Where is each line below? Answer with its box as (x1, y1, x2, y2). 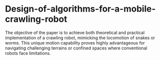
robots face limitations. (5, 50, 51, 56)
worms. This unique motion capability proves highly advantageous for (5, 40, 145, 45)
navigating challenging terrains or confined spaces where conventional (5, 45, 147, 51)
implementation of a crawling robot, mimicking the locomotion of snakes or (5, 35, 156, 41)
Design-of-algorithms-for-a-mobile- (5, 3, 156, 15)
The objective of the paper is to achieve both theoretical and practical (5, 30, 145, 35)
